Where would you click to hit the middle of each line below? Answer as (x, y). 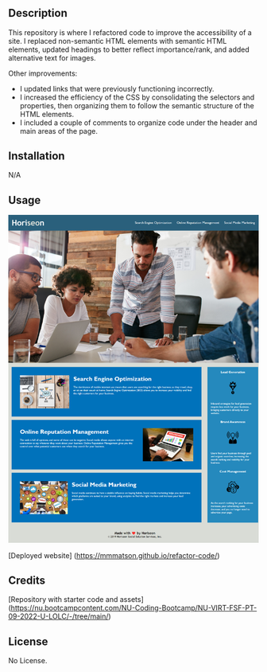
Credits (27, 580)
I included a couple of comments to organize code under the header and (138, 123)
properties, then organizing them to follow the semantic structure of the (137, 105)
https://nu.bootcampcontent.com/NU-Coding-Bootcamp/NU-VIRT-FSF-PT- (134, 608)
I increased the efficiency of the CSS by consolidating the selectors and (137, 97)
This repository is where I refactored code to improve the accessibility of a (130, 32)
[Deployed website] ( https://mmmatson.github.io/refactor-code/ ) (114, 555)
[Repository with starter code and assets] (76, 600)
